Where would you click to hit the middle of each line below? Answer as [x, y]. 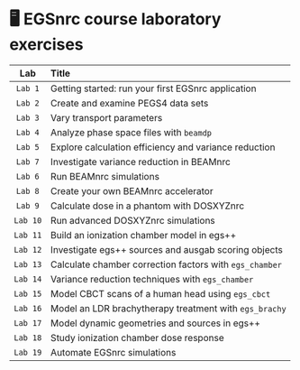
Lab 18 [28, 338]
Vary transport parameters [107, 117]
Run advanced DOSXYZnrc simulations [133, 220]
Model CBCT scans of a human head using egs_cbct [161, 293]
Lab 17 [28, 323]
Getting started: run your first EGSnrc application [154, 88]
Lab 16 [28, 308]
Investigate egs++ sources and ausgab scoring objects [167, 249]
